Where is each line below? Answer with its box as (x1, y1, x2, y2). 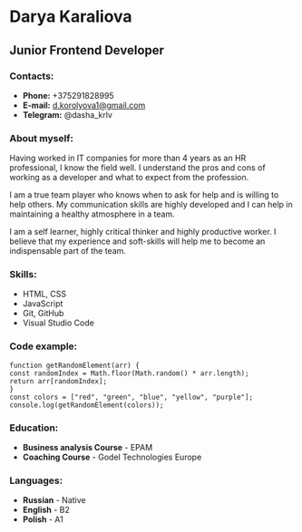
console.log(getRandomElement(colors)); (9, 401, 165, 410)
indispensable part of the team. (9, 246, 127, 256)
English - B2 (22, 505, 71, 516)
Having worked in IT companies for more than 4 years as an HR (9, 152, 247, 164)
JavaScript (22, 298, 63, 309)
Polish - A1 (22, 514, 63, 525)
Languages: (9, 474, 63, 487)
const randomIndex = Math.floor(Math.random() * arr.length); (9, 369, 249, 378)
